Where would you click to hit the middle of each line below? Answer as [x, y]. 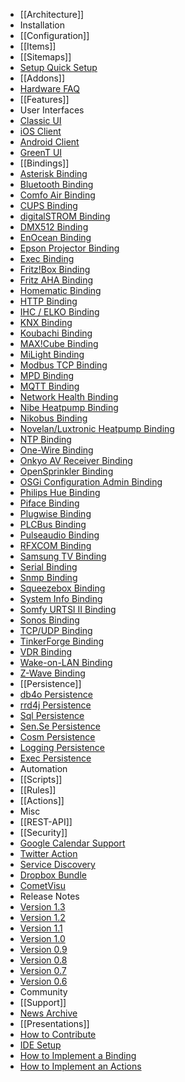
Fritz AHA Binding [56, 280]
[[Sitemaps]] [45, 57]
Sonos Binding [49, 620]
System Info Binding [61, 598]
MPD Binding [47, 375]
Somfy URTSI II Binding [68, 609]
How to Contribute [58, 1034]
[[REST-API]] [46, 822]
